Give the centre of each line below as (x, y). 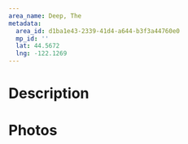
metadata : (25, 23)
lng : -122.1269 (42, 53)
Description (49, 93)
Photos (33, 131)
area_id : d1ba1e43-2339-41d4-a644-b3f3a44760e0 (98, 31)
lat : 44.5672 (38, 46)
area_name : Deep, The (45, 16)
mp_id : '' (32, 38)
